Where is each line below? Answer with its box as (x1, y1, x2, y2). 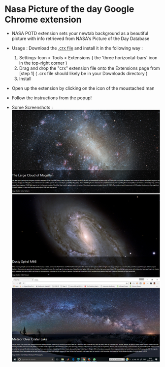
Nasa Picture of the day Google (4, 3, 134, 15)
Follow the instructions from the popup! (11, 95, 92, 101)
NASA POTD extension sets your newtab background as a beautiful (11, 30, 149, 36)
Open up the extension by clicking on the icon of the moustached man (11, 85, 155, 91)
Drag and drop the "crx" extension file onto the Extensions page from (19, 65, 160, 71)
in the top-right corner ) (19, 60, 67, 66)
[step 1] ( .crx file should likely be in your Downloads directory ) (19, 70, 148, 76)
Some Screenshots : (11, 104, 53, 110)
